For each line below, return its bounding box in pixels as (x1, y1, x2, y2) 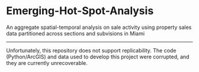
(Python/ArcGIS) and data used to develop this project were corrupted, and (6, 53, 190, 60)
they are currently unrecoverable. (6, 59, 88, 66)
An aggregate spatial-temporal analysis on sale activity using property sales (6, 24, 192, 31)
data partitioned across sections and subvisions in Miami (6, 30, 145, 37)
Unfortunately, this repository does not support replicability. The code (6, 47, 176, 54)
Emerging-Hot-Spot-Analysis (6, 4, 154, 18)
